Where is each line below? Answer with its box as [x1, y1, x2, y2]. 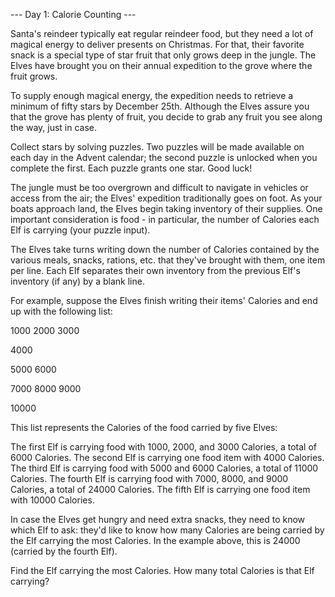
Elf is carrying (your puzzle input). [10, 224, 151, 236]
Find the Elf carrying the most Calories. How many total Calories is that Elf [10, 565, 315, 576]
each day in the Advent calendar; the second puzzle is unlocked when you [10, 152, 318, 163]
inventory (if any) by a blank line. [10, 275, 145, 287]
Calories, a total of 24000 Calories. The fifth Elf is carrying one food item [10, 484, 311, 495]
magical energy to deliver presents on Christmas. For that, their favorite [10, 39, 305, 50]
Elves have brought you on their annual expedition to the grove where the [10, 60, 313, 71]
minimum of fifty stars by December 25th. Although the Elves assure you [10, 100, 310, 112]
